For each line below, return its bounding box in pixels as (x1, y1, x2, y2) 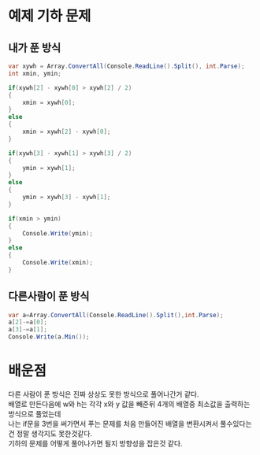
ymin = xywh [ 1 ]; (22, 164, 76, 172)
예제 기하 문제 (8, 7, 91, 25)
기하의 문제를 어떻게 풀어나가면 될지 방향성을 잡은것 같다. (8, 438, 183, 448)
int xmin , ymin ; (8, 69, 61, 77)
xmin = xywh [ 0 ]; (22, 98, 76, 106)
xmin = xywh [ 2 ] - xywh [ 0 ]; (22, 128, 111, 135)
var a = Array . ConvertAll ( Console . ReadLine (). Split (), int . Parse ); (8, 311, 224, 319)
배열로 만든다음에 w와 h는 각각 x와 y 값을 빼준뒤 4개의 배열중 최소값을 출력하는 (8, 399, 251, 409)
